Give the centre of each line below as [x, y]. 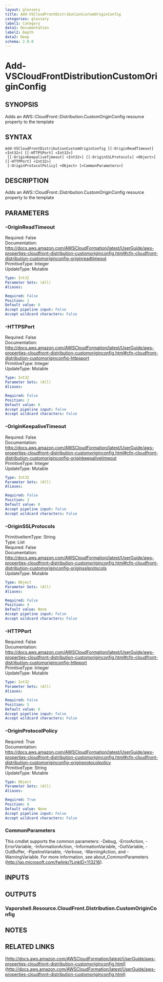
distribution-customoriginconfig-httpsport [47, 358]
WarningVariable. [22, 857]
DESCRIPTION [27, 180]
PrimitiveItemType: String [30, 537]
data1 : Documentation [27, 28]
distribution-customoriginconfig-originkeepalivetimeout [61, 458]
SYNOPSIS [22, 105]
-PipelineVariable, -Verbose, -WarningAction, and [76, 852]
